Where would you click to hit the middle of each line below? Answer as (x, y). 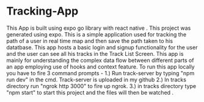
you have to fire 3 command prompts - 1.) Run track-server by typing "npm (100, 73)
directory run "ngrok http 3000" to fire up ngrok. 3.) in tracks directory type (101, 86)
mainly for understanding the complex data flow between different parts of (100, 60)
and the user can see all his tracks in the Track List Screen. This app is (95, 53)
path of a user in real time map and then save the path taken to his (89, 41)
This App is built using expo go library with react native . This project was (99, 28)
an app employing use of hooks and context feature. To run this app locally (100, 66)
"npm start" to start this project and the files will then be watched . (90, 92)
